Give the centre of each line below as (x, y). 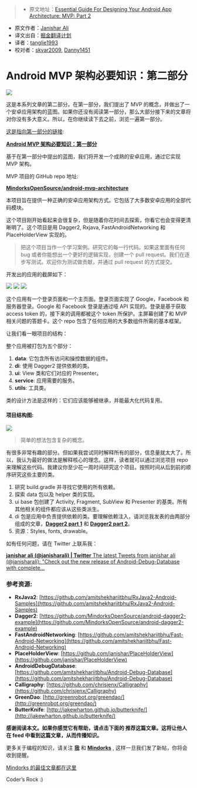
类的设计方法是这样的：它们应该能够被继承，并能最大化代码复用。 (86, 400)
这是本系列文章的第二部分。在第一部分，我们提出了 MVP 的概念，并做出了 (96, 104)
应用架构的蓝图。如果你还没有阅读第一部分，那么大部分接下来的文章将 (106, 112)
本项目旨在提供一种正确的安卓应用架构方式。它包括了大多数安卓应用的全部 (96, 200)
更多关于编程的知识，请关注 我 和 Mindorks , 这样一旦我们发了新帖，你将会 (97, 748)
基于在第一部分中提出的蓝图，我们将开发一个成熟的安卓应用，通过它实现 (93, 156)
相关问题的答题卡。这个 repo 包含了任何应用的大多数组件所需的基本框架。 (95, 321)
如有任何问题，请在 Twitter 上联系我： (52, 544)
